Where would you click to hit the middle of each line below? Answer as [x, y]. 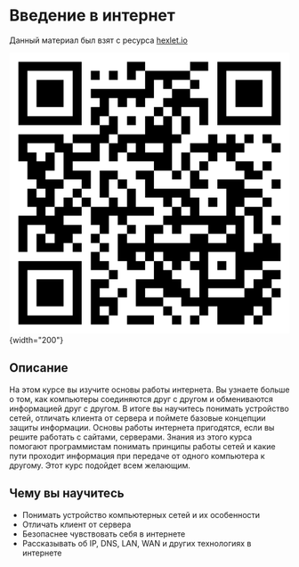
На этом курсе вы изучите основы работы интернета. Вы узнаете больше [149, 390]
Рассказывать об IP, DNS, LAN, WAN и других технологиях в [137, 543]
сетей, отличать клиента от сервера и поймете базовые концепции [137, 418]
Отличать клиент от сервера [77, 524]
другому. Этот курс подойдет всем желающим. [100, 465]
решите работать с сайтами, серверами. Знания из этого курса [131, 437]
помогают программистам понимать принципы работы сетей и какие [142, 446]
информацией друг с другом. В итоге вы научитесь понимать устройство [149, 408]
